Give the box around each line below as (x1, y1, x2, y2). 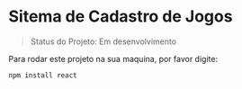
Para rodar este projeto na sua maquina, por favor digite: (8, 53, 218, 64)
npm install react (8, 70, 77, 80)
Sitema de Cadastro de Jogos (8, 6, 233, 27)
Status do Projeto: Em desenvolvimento (30, 36, 177, 47)
